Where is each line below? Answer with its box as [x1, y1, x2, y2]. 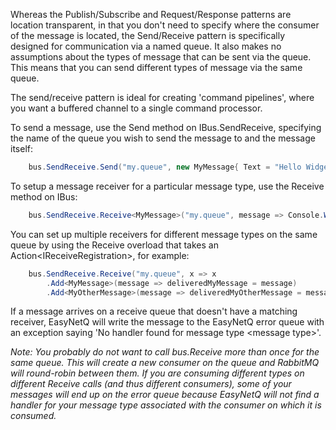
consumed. [10, 410, 57, 422]
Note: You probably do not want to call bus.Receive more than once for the [10, 346, 320, 358]
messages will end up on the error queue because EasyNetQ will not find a [10, 389, 320, 401]
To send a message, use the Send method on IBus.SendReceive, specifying [10, 122, 322, 133]
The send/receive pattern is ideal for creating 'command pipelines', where [10, 92, 315, 103]
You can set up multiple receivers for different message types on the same [10, 228, 318, 240]
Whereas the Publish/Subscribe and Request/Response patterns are [10, 9, 292, 20]
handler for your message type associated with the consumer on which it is [10, 399, 322, 411]
